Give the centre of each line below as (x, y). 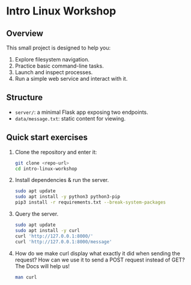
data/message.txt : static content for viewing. (70, 118)
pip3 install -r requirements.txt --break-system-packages (90, 202)
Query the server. (37, 214)
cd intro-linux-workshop (46, 169)
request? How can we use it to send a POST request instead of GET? (100, 260)
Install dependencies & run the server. (62, 180)
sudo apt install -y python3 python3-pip (68, 197)
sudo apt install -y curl (47, 230)
